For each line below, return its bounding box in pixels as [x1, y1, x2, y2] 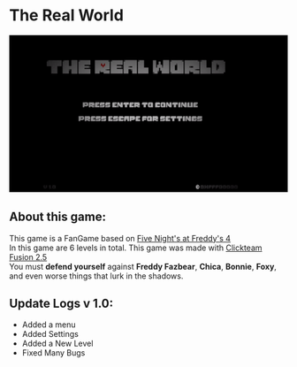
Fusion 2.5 [9, 251, 48, 262]
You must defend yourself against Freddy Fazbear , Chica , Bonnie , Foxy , [9, 261, 277, 271]
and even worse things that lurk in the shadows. [9, 271, 184, 281]
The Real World [9, 5, 124, 26]
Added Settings [21, 329, 80, 340]
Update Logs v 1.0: [9, 296, 113, 311]
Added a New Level [21, 338, 94, 349]
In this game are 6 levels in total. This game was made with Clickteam [9, 242, 263, 253]
